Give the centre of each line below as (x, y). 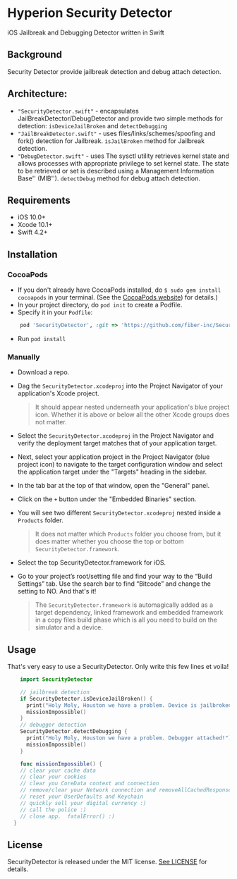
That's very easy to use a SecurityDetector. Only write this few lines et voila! (118, 667)
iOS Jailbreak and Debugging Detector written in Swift (86, 32)
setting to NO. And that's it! (57, 591)
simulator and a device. (69, 627)
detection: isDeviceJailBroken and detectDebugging (92, 125)
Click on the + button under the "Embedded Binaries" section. (107, 499)
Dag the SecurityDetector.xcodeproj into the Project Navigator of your (120, 386)
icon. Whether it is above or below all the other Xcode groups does (132, 414)
